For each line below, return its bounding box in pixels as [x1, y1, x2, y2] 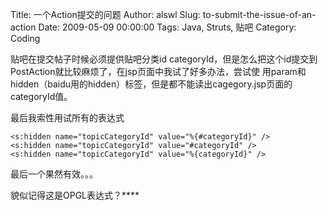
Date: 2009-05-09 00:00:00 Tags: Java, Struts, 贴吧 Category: [38, 21, 297, 33]
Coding [10, 33, 41, 44]
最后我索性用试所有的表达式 [10, 112, 125, 123]
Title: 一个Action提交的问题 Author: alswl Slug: [10, 9, 201, 20]
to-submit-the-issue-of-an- [202, 9, 317, 20]
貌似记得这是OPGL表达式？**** [10, 189, 140, 201]
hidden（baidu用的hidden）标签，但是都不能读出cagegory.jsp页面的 [10, 78, 293, 90]
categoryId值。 [10, 91, 73, 102]
